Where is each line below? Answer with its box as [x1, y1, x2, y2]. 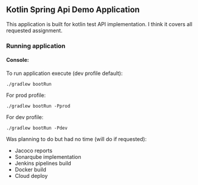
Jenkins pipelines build [14, 159, 71, 167]
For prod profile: [6, 92, 46, 99]
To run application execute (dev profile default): [6, 70, 123, 77]
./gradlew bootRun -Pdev [6, 125, 68, 131]
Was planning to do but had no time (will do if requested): [6, 135, 147, 142]
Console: [6, 57, 29, 64]
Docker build [14, 166, 46, 173]
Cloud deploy [14, 172, 48, 179]
